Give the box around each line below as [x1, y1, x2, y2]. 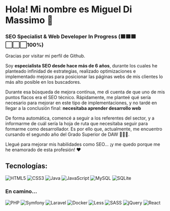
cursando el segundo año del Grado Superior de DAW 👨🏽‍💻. [5, 131, 130, 137]
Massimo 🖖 [5, 14, 54, 26]
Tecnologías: [5, 161, 47, 170]
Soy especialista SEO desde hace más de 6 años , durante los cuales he [5, 63, 158, 69]
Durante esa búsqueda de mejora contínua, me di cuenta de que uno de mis [5, 89, 165, 95]
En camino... [5, 188, 37, 195]
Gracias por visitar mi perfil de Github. [5, 53, 86, 59]
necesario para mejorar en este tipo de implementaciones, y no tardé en [5, 100, 157, 106]
